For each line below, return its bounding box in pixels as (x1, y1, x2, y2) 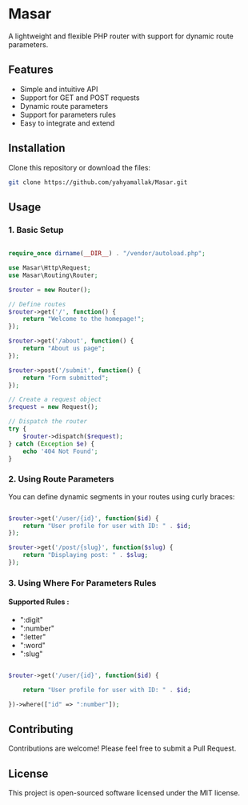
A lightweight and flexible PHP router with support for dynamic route (8, 31, 234, 41)
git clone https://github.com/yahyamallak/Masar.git (8, 178, 188, 186)
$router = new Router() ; (8, 286, 91, 294)
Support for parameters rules (19, 110, 116, 119)
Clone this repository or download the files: (8, 162, 150, 172)
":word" (19, 641, 46, 651)
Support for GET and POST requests (19, 93, 140, 102)
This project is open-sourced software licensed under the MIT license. (8, 788, 241, 798)
